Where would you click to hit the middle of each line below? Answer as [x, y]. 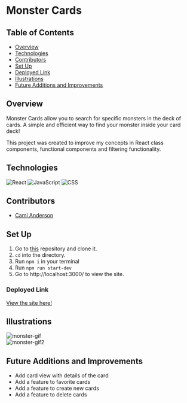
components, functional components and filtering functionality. [84, 149]
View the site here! [29, 302]
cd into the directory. [40, 255]
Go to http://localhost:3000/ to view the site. [69, 274]
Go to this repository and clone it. [56, 249]
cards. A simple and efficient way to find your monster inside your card [93, 125]
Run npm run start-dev [43, 268]
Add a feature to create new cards [57, 388]
